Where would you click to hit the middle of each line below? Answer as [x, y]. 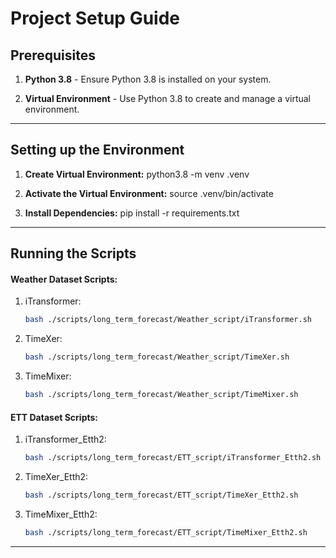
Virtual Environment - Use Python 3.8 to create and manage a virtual [167, 98]
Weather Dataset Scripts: [64, 279]
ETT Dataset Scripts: [54, 417]
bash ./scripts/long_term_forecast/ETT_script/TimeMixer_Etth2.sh [166, 532]
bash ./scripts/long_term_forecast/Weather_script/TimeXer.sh [157, 357]
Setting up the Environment [97, 150]
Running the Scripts [73, 253]
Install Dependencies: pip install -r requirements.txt [132, 213]
